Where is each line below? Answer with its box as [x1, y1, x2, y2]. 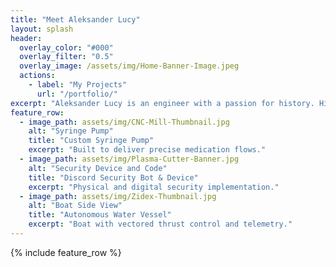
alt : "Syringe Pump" [28, 126, 114, 136]
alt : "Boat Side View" [28, 201, 123, 211]
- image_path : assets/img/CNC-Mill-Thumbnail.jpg [19, 117, 230, 127]
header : [10, 33, 43, 43]
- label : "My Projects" [28, 80, 128, 90]
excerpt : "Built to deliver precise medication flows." [28, 145, 267, 155]
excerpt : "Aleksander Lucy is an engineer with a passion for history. [10, 98, 315, 108]
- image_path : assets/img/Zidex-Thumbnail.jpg [19, 191, 217, 201]
